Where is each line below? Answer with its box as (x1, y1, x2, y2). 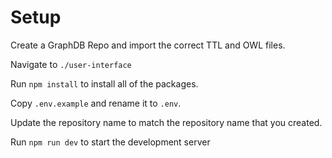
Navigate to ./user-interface (10, 58, 132, 70)
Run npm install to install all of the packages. (10, 77, 199, 90)
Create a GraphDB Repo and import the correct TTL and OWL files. (10, 39, 286, 51)
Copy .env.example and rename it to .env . (10, 97, 182, 109)
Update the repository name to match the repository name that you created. (10, 116, 323, 128)
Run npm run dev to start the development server (10, 136, 211, 148)
